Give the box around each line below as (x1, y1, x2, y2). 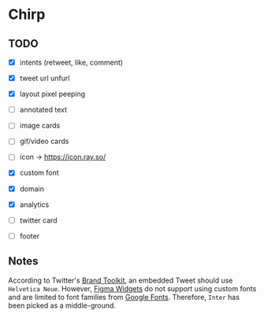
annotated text (19, 105, 67, 115)
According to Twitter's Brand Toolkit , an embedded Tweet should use (8, 275, 233, 285)
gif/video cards (19, 136, 69, 146)
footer (19, 231, 40, 241)
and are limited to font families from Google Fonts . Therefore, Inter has (8, 292, 240, 301)
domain (19, 183, 45, 194)
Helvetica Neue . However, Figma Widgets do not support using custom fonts (8, 283, 257, 293)
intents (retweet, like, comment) (19, 57, 124, 67)
